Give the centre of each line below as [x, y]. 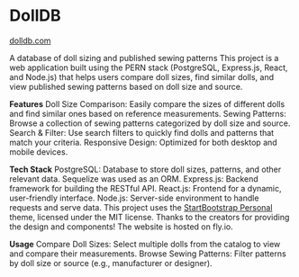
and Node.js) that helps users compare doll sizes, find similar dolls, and [142, 76]
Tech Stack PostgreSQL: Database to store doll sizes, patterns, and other [145, 169]
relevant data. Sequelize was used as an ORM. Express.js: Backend [134, 179]
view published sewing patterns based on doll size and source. [126, 86]
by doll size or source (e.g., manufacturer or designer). [111, 263]
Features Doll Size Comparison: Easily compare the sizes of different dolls [147, 103]
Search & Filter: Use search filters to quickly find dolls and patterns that [142, 132]
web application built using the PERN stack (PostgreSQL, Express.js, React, [149, 67]
